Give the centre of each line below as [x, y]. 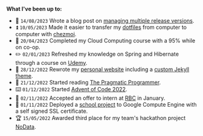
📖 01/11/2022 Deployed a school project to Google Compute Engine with [106, 104]
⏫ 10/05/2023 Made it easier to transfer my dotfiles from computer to [101, 27]
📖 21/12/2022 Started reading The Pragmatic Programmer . [88, 82]
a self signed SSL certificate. [51, 111]
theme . [24, 76]
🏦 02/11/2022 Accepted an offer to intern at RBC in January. [90, 98]
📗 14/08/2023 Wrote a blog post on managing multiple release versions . [105, 21]
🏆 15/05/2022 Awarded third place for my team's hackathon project [100, 118]
